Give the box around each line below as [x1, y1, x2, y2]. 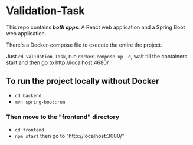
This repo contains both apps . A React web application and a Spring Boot [6, 24, 185, 31]
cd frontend [14, 127, 44, 133]
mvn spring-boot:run [14, 99, 66, 105]
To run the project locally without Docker [6, 76, 159, 86]
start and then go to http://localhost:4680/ [6, 59, 109, 66]
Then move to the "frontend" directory [6, 113, 120, 121]
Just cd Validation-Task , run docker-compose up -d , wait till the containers [6, 52, 188, 60]
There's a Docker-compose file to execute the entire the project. [6, 41, 162, 48]
